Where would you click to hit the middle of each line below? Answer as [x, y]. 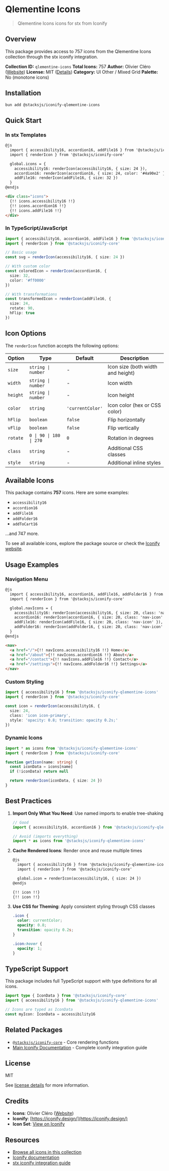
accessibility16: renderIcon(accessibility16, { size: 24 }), [81, 168]
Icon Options [26, 334]
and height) [121, 373]
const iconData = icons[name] [41, 767]
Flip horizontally [126, 419]
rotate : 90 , [22, 308]
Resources [22, 1140]
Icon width [120, 383]
